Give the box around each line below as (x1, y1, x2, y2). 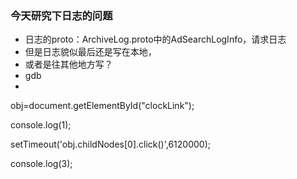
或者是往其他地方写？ (24, 58, 113, 71)
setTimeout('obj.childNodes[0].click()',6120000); (10, 138, 212, 151)
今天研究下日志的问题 (10, 8, 113, 22)
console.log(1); (10, 119, 72, 131)
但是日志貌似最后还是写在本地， (24, 46, 157, 58)
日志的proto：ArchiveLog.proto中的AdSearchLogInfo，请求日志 (24, 33, 287, 46)
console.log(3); (10, 158, 73, 170)
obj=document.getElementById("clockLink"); (10, 100, 195, 112)
